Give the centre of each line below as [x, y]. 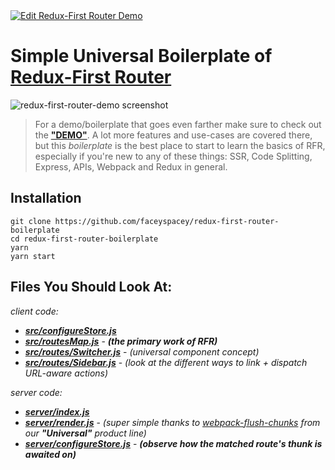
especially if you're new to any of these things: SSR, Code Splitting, [173, 156]
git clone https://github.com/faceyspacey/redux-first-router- [145, 221]
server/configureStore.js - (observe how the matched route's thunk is [173, 443]
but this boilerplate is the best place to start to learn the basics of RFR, [180, 145]
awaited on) [50, 454]
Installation [46, 198]
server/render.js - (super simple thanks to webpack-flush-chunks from [172, 422]
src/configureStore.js [70, 330]
